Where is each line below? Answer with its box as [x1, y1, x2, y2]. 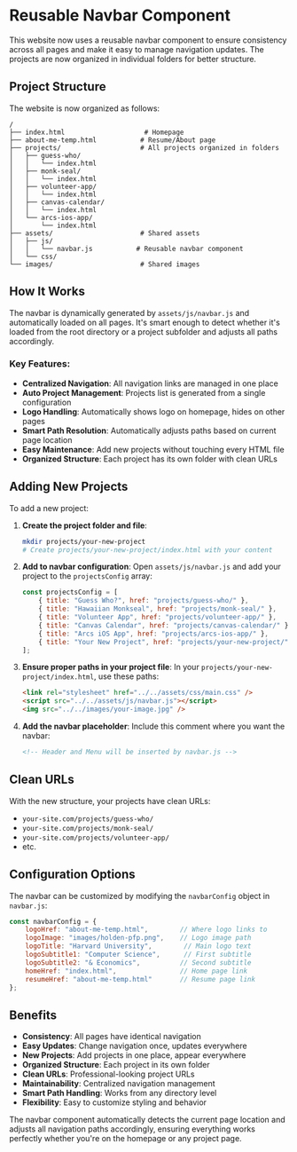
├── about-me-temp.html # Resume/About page [9, 135, 216, 145]
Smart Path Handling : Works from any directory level [21, 1088, 217, 1099]
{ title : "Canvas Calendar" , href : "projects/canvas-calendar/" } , [38, 620, 293, 630]
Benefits [9, 1007, 58, 1022]
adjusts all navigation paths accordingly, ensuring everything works [9, 1124, 255, 1134]
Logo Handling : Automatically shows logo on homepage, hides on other [21, 406, 285, 417]
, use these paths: [93, 671, 160, 682]
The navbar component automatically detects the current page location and [9, 1115, 285, 1125]
